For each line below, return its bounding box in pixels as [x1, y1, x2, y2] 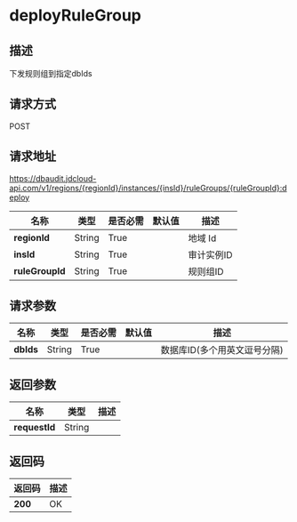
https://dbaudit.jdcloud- [9, 173, 97, 183]
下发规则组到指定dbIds [9, 68, 92, 78]
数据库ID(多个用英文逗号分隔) [160, 344, 284, 357]
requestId [13, 422, 56, 434]
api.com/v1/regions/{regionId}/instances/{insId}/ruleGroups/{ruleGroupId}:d [9, 182, 287, 193]
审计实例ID [188, 248, 233, 261]
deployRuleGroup [9, 5, 142, 26]
